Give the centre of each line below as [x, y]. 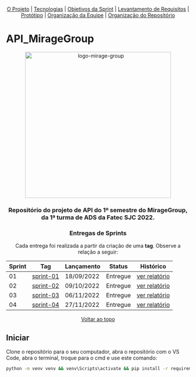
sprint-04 [45, 305]
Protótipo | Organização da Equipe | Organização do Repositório [98, 15]
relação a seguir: [98, 252]
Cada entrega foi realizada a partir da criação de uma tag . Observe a [98, 246]
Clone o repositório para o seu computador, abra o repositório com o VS [93, 351]
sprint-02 [45, 286]
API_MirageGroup [50, 39]
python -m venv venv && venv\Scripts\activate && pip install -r [87, 368]
